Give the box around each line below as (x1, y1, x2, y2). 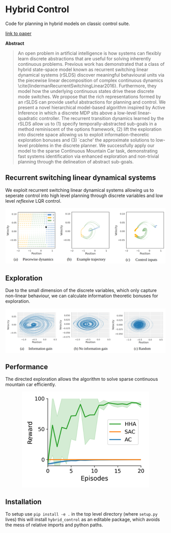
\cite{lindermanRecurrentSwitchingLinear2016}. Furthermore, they (17, 83, 157, 89)
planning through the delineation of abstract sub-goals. (17, 158, 134, 164)
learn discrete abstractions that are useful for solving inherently (17, 55, 151, 62)
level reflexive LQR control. (5, 198, 62, 204)
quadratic (17, 115, 38, 121)
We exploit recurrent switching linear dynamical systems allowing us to (5, 187, 154, 193)
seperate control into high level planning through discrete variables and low (5, 192, 163, 199)
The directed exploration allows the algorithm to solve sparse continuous (5, 376, 158, 382)
